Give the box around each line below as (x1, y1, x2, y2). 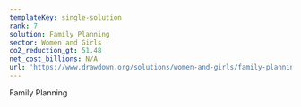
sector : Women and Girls (9, 37, 102, 47)
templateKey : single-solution (9, 12, 123, 22)
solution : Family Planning (9, 29, 110, 38)
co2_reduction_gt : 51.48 (9, 46, 102, 55)
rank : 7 (9, 21, 39, 30)
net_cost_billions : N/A (9, 54, 99, 63)
